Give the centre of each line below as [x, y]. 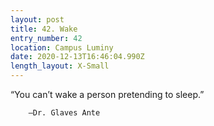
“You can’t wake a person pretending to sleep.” [107, 94]
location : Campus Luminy [62, 47]
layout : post [37, 19]
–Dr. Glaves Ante [64, 113]
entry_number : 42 [46, 38]
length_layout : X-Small [60, 66]
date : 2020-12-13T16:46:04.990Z [77, 57]
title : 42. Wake [44, 29]
